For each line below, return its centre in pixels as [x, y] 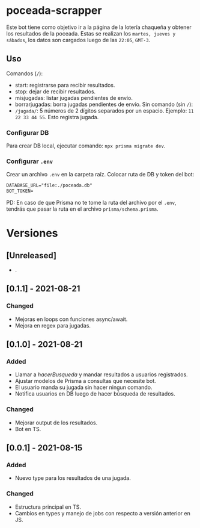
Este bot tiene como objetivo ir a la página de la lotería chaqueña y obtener [99, 27]
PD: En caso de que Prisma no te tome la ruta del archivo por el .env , [91, 203]
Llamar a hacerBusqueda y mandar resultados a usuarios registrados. [101, 374]
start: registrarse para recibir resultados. [65, 85]
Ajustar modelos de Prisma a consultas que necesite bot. [85, 381]
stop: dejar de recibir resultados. [55, 92]
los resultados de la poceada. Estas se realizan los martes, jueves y [91, 33]
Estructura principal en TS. [48, 507]
